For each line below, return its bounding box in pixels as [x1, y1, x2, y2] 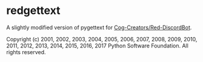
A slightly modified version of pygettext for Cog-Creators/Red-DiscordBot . [6, 24, 192, 31]
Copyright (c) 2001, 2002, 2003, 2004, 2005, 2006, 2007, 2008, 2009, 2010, [6, 35, 198, 43]
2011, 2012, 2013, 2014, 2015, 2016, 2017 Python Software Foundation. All [6, 42, 189, 49]
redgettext [6, 4, 61, 18]
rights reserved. [6, 48, 47, 55]
